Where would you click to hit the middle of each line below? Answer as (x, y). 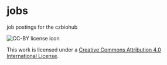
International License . (33, 56)
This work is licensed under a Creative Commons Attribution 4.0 (84, 49)
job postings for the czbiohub (42, 27)
